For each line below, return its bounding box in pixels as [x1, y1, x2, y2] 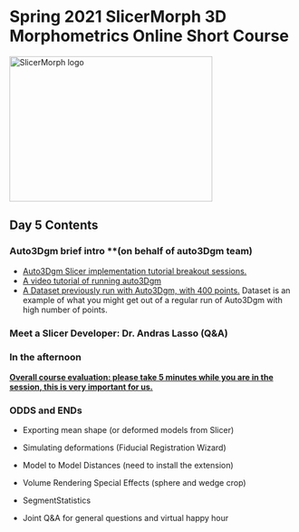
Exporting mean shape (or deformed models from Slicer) [22, 425, 235, 436]
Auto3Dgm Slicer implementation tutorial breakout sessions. [22, 265, 247, 276]
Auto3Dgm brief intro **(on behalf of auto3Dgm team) [9, 245, 253, 258]
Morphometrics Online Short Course [9, 25, 290, 46]
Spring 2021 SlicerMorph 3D [9, 6, 227, 27]
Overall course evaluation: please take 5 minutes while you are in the [9, 371, 274, 382]
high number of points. [22, 304, 109, 315]
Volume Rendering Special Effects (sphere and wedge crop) [22, 478, 246, 488]
